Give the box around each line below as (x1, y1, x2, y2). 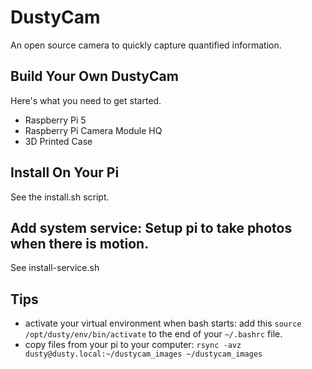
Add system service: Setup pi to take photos (10, 219, 293, 236)
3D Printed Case (24, 135, 93, 147)
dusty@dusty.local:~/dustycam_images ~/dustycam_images (24, 349, 263, 360)
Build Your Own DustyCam (10, 68, 179, 85)
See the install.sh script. (10, 191, 110, 203)
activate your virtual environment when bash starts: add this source (24, 317, 302, 330)
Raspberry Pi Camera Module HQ (24, 124, 163, 136)
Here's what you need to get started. (10, 94, 162, 106)
